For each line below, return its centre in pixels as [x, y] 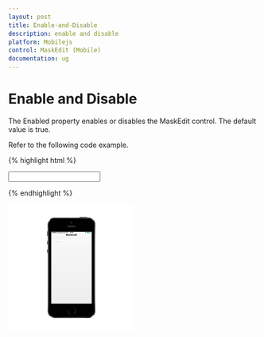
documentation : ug [39, 59]
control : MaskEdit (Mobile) [55, 50]
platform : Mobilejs [41, 42]
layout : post [30, 17]
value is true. [29, 129]
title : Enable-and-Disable [53, 25]
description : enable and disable [64, 33]
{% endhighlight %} [41, 193]
